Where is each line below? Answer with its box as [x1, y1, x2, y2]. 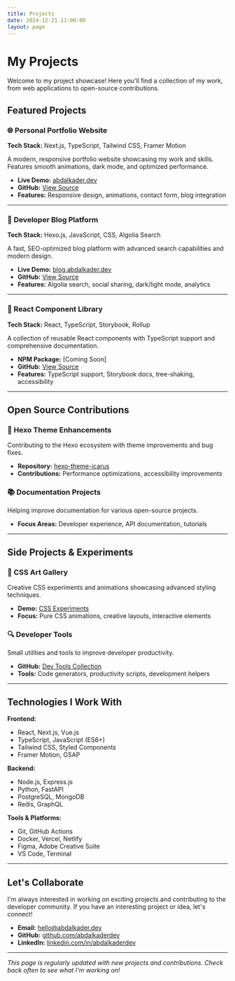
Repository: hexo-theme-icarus [17, 462, 110, 470]
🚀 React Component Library [7, 304, 104, 314]
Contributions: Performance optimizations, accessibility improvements [17, 469, 222, 478]
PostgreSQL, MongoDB [17, 793, 85, 801]
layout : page [7, 23, 45, 30]
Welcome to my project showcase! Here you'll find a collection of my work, [7, 76, 223, 85]
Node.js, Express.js [17, 778, 73, 786]
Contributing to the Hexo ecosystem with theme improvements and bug [7, 441, 213, 449]
